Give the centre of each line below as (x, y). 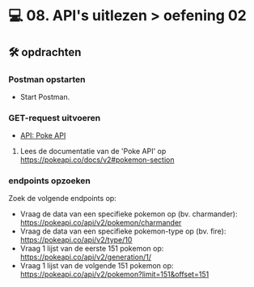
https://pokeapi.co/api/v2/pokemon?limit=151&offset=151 (114, 274)
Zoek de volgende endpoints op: (63, 199)
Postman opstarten (47, 79)
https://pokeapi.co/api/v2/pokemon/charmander (101, 223)
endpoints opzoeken (50, 181)
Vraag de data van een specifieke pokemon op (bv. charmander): (129, 214)
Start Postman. (45, 96)
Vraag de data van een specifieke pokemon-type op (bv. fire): (123, 231)
